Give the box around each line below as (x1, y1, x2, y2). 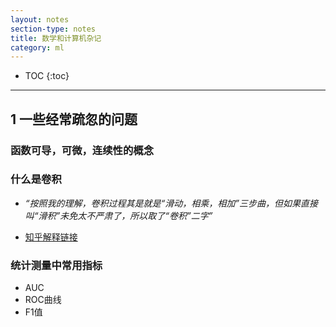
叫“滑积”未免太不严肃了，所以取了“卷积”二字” (24, 209, 213, 221)
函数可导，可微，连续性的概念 (10, 143, 155, 157)
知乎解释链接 (24, 231, 78, 243)
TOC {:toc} (24, 70, 70, 82)
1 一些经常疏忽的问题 (10, 111, 138, 128)
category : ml (10, 42, 65, 53)
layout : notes (10, 14, 70, 25)
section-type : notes (10, 24, 97, 34)
